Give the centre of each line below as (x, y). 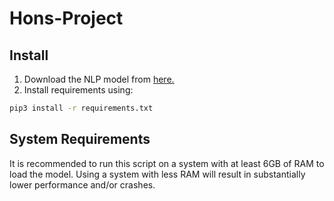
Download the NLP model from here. (99, 79)
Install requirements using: (78, 90)
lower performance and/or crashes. (82, 184)
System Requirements (80, 139)
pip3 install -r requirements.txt (81, 108)
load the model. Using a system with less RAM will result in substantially (157, 174)
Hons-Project (66, 18)
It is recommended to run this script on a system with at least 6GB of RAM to (167, 163)
